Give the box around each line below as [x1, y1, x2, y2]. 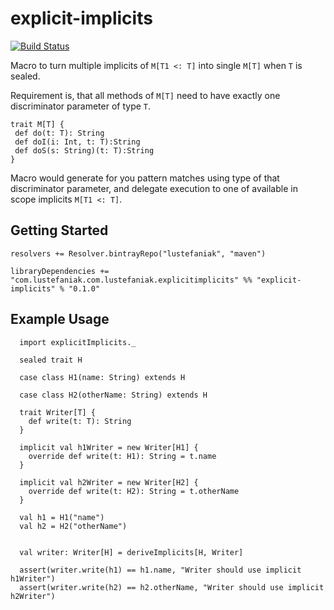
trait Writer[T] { [19, 407, 97, 417]
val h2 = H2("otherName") [19, 521, 128, 531]
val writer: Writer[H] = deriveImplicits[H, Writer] [19, 547, 244, 557]
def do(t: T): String [14, 128, 105, 138]
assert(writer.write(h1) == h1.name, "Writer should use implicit [19, 565, 302, 575]
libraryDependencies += [10, 266, 110, 276]
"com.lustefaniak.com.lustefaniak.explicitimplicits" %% [10, 275, 253, 285]
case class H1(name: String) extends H [19, 372, 186, 382]
